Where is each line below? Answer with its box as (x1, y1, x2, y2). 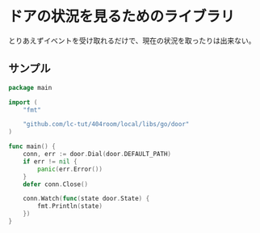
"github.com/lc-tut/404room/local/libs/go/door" (23, 121, 190, 129)
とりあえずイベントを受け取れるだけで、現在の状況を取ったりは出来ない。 (8, 36, 256, 45)
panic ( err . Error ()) (37, 165, 103, 173)
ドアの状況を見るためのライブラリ (8, 7, 236, 26)
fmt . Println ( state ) (37, 202, 103, 210)
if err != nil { (23, 157, 78, 166)
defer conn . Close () (23, 180, 89, 189)
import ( (8, 98, 38, 106)
